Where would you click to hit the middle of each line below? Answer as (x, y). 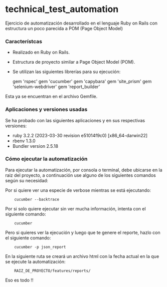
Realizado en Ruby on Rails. (41, 52)
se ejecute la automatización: (35, 261)
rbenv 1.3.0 (24, 141)
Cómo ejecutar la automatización (46, 159)
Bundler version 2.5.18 (35, 146)
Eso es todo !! (19, 280)
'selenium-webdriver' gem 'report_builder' (56, 87)
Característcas (24, 41)
